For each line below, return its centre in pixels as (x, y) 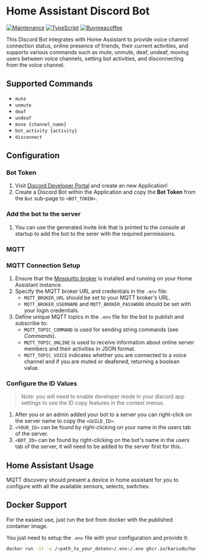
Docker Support (37, 505)
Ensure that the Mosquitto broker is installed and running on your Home (103, 278)
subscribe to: (31, 323)
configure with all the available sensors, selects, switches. (78, 486)
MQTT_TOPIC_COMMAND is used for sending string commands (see (101, 330)
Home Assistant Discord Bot (78, 11)
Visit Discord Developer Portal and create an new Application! (91, 186)
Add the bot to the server (44, 214)
